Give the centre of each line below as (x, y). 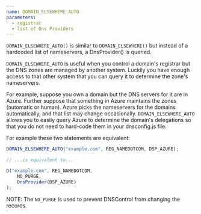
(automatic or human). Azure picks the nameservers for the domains (91, 107)
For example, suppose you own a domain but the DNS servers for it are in (97, 94)
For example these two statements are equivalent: (68, 138)
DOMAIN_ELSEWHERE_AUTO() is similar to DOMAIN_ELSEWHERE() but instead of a (97, 46)
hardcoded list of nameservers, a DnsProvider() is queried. (79, 52)
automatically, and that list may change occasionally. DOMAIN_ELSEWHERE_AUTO (100, 114)
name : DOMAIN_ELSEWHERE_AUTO (43, 12)
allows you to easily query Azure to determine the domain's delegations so (99, 120)
